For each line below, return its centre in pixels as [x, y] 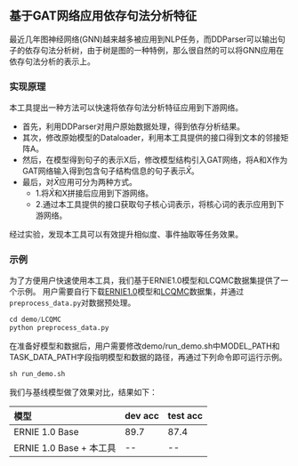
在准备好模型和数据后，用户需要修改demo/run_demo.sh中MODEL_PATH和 [145, 346]
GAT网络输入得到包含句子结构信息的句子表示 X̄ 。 [110, 171]
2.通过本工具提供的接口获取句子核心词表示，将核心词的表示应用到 [156, 205]
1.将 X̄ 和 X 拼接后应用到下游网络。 [94, 193]
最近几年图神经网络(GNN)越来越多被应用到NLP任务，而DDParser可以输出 [144, 39]
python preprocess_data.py [59, 328]
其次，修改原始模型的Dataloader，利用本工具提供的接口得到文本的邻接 [152, 138]
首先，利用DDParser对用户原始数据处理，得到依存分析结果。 [133, 126]
